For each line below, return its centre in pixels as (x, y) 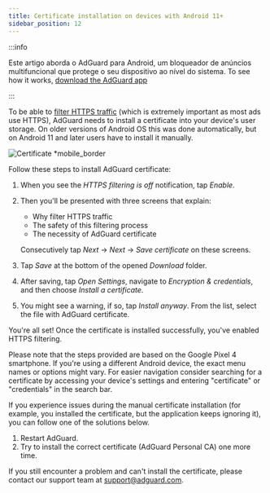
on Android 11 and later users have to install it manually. (101, 137)
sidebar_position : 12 (45, 24)
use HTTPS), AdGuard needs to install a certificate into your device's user (132, 120)
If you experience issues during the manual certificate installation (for (125, 405)
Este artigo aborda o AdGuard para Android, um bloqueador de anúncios (130, 63)
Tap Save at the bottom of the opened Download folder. (113, 265)
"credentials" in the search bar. (60, 389)
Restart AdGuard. (49, 438)
